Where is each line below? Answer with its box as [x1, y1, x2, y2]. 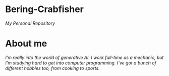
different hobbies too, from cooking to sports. [5, 65, 100, 71]
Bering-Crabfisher [5, 4, 84, 15]
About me [5, 38, 47, 49]
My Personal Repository [5, 20, 55, 26]
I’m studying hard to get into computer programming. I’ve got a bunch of [5, 59, 156, 66]
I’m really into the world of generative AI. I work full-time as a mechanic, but [5, 54, 164, 60]
